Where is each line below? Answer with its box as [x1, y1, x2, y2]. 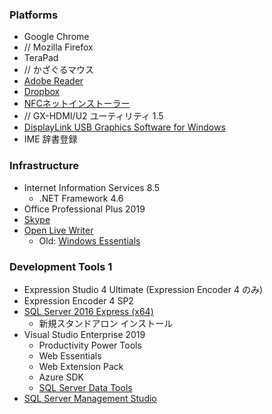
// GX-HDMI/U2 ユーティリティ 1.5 [23, 110, 164, 122]
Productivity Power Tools [38, 339, 142, 351]
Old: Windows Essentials [38, 234, 141, 247]
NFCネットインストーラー [23, 98, 131, 110]
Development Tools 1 [9, 259, 113, 273]
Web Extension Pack [38, 360, 124, 372]
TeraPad [23, 52, 59, 64]
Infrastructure [9, 159, 80, 173]
